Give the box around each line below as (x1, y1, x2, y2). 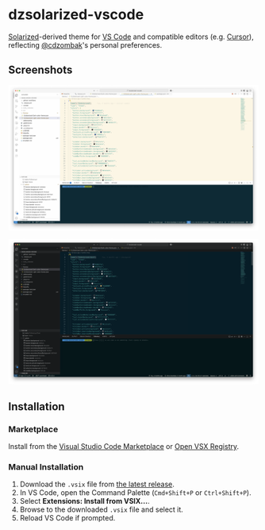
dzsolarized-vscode (8, 6, 144, 24)
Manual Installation (8, 462, 84, 473)
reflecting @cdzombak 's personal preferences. (8, 40, 163, 49)
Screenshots (8, 64, 73, 77)
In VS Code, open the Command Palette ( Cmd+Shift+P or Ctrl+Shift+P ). (19, 488, 252, 497)
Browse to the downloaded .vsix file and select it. (19, 505, 184, 514)
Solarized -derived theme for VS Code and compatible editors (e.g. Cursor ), (8, 32, 254, 41)
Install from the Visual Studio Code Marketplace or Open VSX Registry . (8, 442, 240, 451)
